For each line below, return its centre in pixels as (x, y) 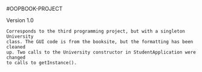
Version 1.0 (20, 20)
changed (16, 58)
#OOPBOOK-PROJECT (34, 9)
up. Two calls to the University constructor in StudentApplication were (101, 52)
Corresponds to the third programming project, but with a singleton (96, 31)
